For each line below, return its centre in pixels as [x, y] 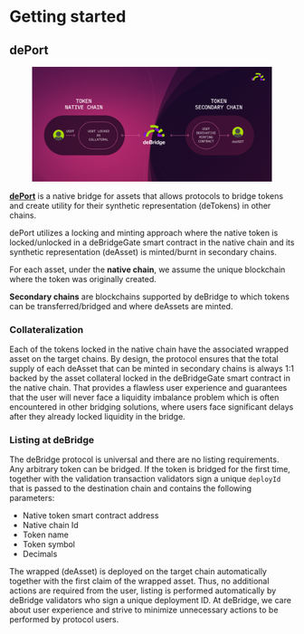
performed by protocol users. [64, 620]
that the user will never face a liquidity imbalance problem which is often [144, 397]
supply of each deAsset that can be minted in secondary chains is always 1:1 [152, 369]
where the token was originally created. [83, 279]
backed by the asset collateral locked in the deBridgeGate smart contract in [150, 378]
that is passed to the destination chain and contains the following [130, 488]
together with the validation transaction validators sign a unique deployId [145, 479]
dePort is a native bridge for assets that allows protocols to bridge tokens [146, 195]
